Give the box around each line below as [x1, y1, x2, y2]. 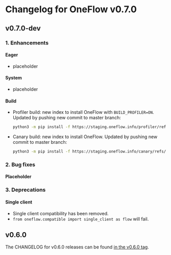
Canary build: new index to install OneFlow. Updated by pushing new [12, 134, 158, 140]
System [5, 75, 22, 81]
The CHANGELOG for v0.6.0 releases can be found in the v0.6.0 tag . [5, 244, 149, 250]
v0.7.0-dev [5, 24, 41, 33]
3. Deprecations [5, 186, 46, 193]
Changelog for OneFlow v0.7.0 [5, 4, 137, 15]
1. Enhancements [5, 39, 49, 46]
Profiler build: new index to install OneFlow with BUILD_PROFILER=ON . [12, 109, 154, 115]
